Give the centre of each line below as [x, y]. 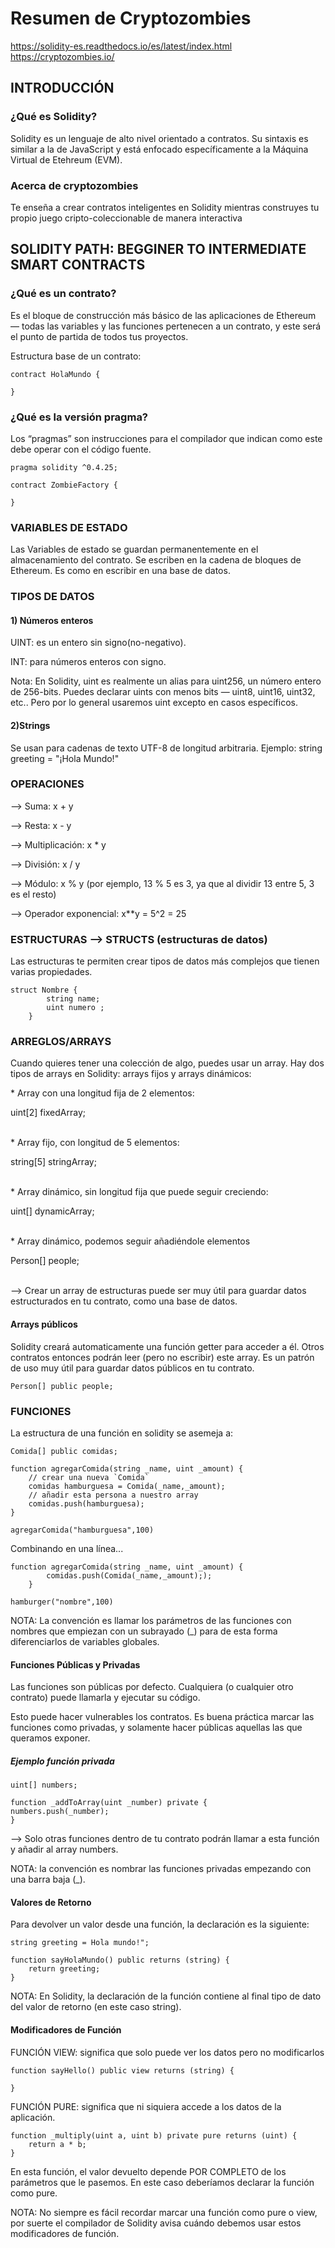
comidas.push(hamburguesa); [86, 1503]
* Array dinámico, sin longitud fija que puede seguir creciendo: [139, 1192]
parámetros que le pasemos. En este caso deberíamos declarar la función [162, 2182]
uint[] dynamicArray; [52, 1211]
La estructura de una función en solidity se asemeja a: [122, 1433]
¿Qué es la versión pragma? [79, 417]
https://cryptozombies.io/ [62, 56]
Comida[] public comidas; [64, 1451]
